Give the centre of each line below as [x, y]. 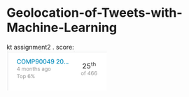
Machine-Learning [62, 28]
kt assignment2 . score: [40, 47]
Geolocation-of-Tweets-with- [94, 13]
